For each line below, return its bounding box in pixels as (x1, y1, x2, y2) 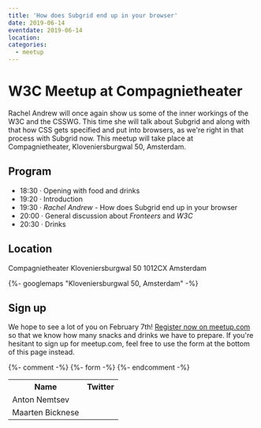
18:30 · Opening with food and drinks (19, 186, 140, 195)
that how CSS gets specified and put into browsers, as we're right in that (8, 125, 244, 134)
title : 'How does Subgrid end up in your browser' (8, 11, 178, 20)
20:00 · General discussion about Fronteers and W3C (19, 211, 193, 220)
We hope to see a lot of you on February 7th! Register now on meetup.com (8, 322, 251, 332)
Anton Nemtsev (12, 394, 69, 405)
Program (8, 165, 52, 178)
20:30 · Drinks (19, 219, 66, 229)
